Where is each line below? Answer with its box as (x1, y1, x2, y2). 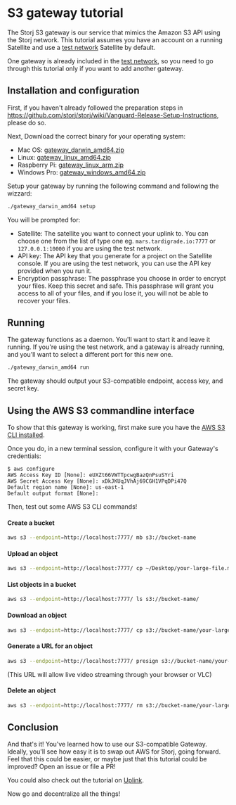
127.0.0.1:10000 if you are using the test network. (17, 244, 163, 253)
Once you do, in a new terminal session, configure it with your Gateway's (7, 445, 219, 453)
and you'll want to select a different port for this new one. (7, 350, 173, 359)
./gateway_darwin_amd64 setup (7, 203, 96, 210)
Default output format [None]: (7, 490, 99, 497)
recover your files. (17, 296, 71, 305)
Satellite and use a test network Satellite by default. (7, 43, 156, 51)
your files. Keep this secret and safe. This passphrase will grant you (17, 281, 214, 290)
